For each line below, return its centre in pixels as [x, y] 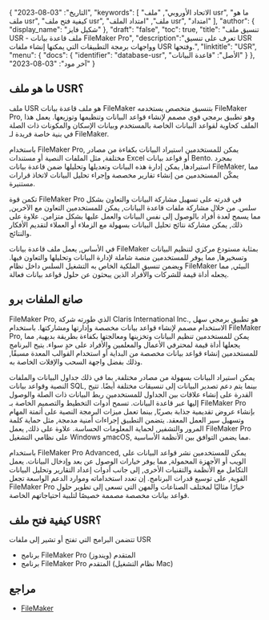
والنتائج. [20, 233]
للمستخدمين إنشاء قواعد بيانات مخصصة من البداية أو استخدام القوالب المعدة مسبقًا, [134, 353]
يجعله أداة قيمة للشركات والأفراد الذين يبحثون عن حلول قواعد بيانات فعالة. [119, 274]
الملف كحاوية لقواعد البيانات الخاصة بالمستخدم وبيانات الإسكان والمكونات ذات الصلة [134, 125]
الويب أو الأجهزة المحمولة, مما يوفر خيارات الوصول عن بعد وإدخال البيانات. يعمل [128, 461]
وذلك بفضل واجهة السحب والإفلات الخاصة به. [76, 361]
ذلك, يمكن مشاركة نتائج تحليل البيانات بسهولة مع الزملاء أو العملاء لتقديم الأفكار [126, 224]
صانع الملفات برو [46, 300]
